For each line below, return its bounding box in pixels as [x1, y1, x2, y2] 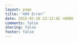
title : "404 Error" [5, 12, 45, 16]
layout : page [5, 7, 32, 12]
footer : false [5, 29, 34, 34]
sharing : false [5, 25, 36, 30]
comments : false [5, 20, 38, 26]
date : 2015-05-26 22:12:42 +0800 [5, 16, 74, 21]
